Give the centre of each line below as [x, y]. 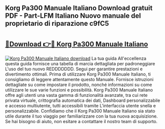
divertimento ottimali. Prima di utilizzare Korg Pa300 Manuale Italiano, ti [78, 74]
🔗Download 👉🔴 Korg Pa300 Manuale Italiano [77, 44]
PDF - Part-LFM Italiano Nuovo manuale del [73, 16]
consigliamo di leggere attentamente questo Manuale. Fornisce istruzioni [79, 79]
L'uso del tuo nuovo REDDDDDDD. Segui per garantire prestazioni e [74, 69]
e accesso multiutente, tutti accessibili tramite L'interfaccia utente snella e [81, 106]
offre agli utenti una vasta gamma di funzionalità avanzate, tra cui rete [76, 95]
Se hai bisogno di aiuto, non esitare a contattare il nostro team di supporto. [81, 121]
